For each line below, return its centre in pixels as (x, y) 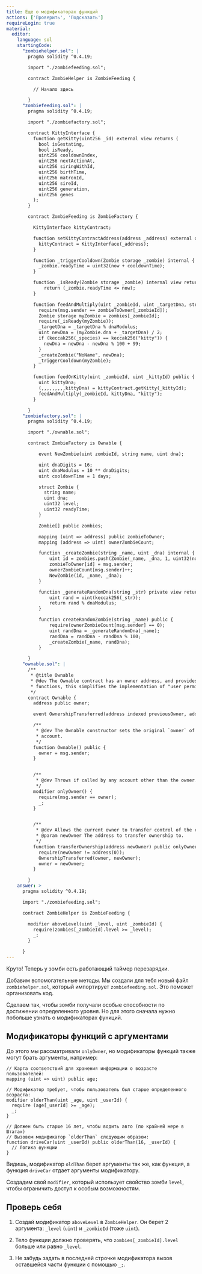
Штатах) (16, 1132)
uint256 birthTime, (63, 172)
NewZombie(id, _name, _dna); (85, 576)
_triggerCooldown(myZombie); (75, 361)
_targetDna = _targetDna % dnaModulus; (88, 327)
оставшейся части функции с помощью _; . (70, 1264)
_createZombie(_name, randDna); (90, 642)
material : (19, 29)
